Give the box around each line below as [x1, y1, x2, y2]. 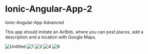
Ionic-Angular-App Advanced [5, 19, 64, 25]
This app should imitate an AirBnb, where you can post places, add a [5, 29, 144, 35]
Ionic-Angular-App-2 [5, 3, 92, 15]
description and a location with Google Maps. [5, 34, 97, 40]
